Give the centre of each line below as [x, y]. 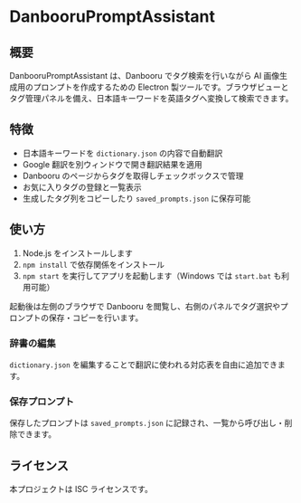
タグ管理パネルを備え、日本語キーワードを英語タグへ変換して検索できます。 [151, 98]
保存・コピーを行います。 [96, 318]
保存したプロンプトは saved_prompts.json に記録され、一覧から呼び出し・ [147, 423]
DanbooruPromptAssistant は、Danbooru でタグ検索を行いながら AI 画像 [145, 76]
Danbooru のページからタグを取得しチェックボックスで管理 [133, 176]
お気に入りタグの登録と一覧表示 [82, 186]
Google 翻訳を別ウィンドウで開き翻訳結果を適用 [113, 164]
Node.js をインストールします [77, 253]
